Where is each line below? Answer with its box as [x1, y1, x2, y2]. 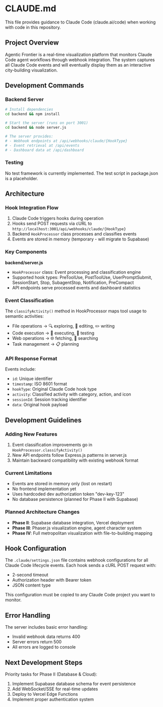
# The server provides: [5, 134, 54, 139]
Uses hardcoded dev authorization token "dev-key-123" [12, 491, 124, 497]
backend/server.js [5, 259, 43, 265]
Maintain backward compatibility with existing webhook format [12, 457, 139, 463]
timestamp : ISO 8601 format [12, 381, 67, 387]
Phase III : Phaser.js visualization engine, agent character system [12, 525, 142, 531]
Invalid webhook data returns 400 [12, 634, 81, 639]
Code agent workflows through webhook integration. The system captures [5, 57, 155, 63]
